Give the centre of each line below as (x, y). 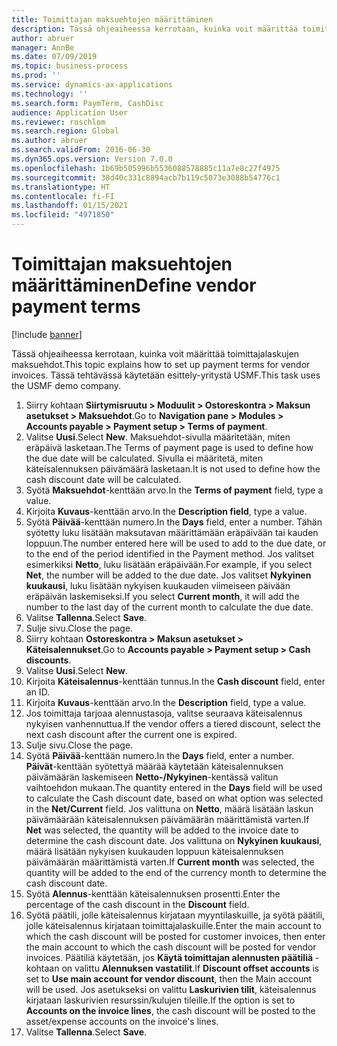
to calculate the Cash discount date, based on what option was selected (174, 798)
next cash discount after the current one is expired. (131, 734)
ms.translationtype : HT (61, 187)
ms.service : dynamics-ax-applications (92, 85)
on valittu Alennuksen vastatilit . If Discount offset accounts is (190, 968)
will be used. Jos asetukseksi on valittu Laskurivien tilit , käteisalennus (171, 989)
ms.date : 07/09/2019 (54, 57)
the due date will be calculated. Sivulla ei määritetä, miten (144, 458)
